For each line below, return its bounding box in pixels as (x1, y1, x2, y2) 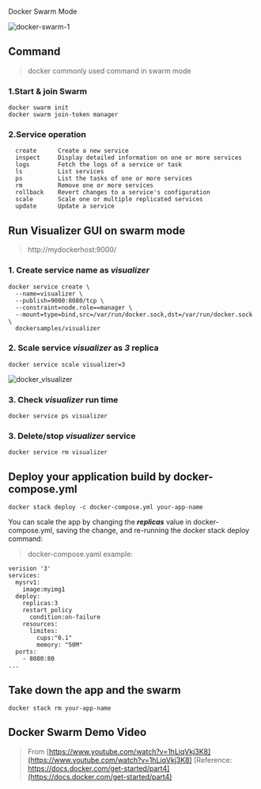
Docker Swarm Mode (8, 7, 78, 16)
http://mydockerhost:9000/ (27, 245, 117, 254)
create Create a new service (15, 147, 129, 155)
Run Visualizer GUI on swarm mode (8, 223, 186, 237)
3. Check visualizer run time (8, 394, 119, 405)
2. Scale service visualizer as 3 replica (8, 342, 159, 353)
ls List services (15, 168, 104, 176)
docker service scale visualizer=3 (8, 360, 126, 368)
